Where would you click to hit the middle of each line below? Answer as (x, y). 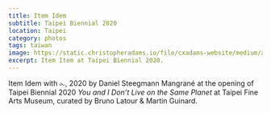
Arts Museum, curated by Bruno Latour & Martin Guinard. (103, 100)
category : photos (38, 38)
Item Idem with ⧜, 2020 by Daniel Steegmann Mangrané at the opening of (131, 83)
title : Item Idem (38, 16)
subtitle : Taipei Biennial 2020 (63, 23)
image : (19, 53)
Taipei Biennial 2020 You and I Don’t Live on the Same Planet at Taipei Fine (133, 92)
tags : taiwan (30, 46)
